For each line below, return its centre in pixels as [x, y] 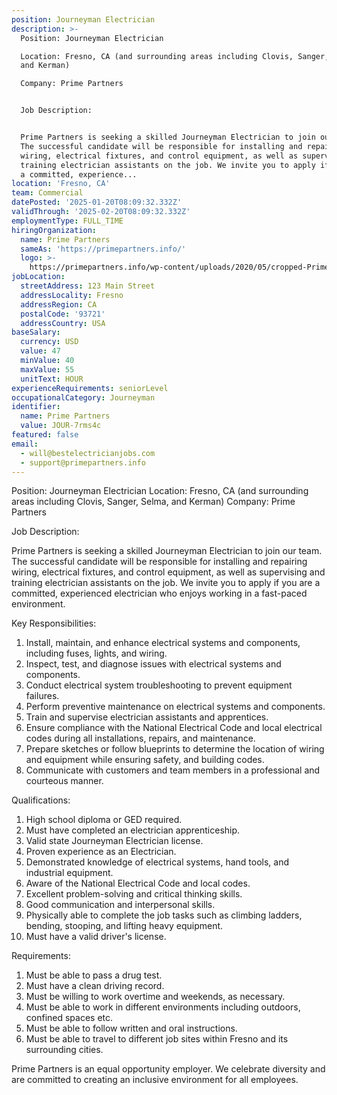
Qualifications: [41, 800]
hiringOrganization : [54, 230]
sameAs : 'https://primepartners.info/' [103, 249]
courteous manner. [64, 781]
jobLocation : [38, 277]
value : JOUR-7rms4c [61, 426]
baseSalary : [36, 332]
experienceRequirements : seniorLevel [90, 388]
